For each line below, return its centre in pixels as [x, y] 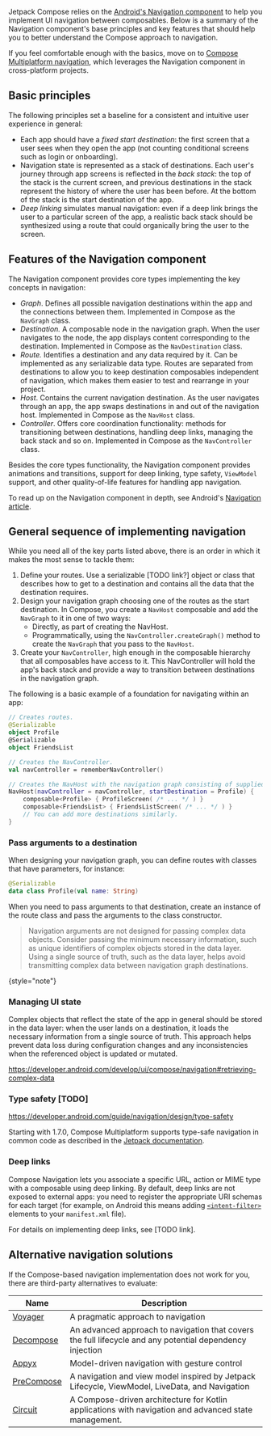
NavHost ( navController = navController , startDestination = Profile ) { [131, 792]
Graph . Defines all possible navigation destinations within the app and [136, 303]
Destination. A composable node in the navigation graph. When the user [140, 329]
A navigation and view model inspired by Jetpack [163, 1376]
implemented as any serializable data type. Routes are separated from [136, 363]
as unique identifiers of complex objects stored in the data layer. [135, 948]
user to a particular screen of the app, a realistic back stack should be [136, 217]
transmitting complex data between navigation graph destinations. [138, 965]
